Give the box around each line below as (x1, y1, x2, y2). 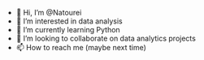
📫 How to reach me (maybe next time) (15, 43, 146, 52)
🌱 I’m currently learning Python (15, 25, 120, 34)
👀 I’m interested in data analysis (15, 16, 124, 26)
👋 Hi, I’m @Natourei (15, 8, 82, 17)
